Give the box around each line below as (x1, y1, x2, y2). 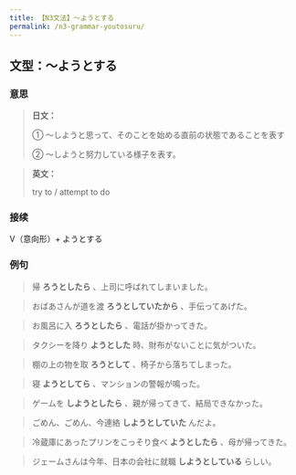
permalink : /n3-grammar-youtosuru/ (9, 22, 145, 31)
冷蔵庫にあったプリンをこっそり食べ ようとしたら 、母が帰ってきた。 (31, 436, 292, 448)
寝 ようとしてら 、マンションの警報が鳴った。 (31, 378, 206, 389)
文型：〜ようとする (9, 58, 118, 73)
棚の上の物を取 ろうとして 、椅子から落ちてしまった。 (31, 358, 237, 370)
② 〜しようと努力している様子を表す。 (31, 149, 181, 160)
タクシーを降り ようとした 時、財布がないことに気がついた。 (31, 339, 261, 350)
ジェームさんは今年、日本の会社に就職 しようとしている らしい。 (31, 456, 277, 467)
